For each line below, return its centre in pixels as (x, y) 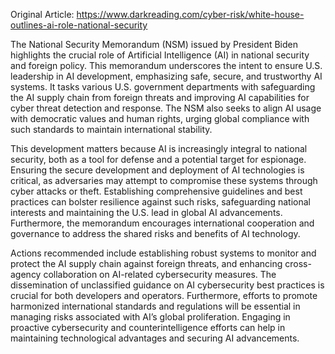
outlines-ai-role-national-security (79, 25)
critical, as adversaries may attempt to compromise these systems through (164, 180)
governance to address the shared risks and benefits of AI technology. (155, 233)
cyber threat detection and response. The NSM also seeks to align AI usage (166, 108)
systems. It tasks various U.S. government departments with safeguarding (163, 87)
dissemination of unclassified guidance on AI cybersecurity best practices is (167, 285)
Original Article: (42, 14)
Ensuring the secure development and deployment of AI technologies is (157, 170)
